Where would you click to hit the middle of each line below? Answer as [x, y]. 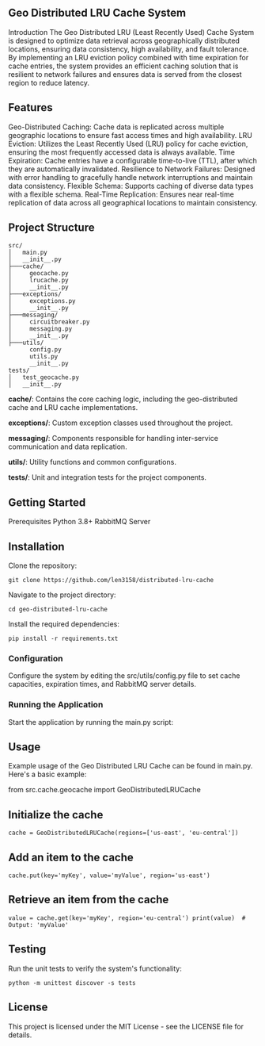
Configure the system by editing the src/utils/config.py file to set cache [124, 676]
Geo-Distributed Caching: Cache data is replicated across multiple [116, 127]
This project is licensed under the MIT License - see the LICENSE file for [126, 1026]
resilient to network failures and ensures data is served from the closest [125, 74]
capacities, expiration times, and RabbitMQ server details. [102, 684]
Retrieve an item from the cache [89, 900]
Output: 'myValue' [38, 925]
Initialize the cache [56, 815]
